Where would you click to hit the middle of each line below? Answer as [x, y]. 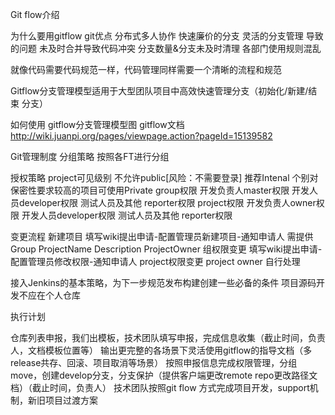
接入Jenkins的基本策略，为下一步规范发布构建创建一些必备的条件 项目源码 [163, 282]
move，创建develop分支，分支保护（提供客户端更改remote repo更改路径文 [164, 375]
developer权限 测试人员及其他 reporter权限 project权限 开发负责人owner [167, 202]
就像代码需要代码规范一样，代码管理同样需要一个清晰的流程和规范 [146, 69]
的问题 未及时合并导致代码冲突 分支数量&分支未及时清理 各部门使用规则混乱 [166, 48]
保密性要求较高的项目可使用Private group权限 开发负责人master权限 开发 [160, 190]
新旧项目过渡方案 [62, 400]
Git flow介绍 [35, 14]
